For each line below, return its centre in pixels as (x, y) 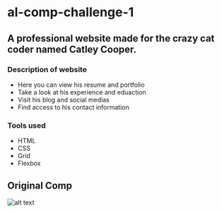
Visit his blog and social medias (63, 99)
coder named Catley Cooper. (72, 49)
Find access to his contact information (73, 107)
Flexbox (29, 164)
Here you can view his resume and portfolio (81, 85)
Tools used (27, 126)
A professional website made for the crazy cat (111, 38)
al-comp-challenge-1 (71, 12)
